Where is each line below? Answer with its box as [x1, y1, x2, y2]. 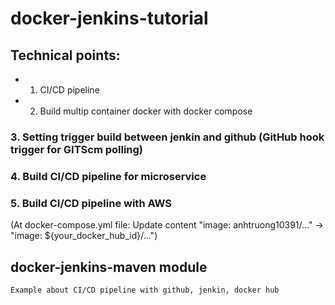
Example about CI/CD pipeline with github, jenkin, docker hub [10, 285, 280, 295]
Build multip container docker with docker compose [39, 105, 253, 117]
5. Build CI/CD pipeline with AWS [10, 196, 173, 210]
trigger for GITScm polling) [10, 142, 144, 156]
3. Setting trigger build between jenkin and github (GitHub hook [10, 130, 325, 144]
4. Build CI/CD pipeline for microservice [10, 169, 207, 183]
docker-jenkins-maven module [10, 258, 208, 276]
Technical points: [10, 47, 121, 64]
